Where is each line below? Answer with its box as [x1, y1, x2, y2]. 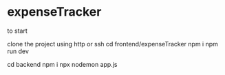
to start [7, 27, 28, 35]
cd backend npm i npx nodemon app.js [7, 60, 118, 68]
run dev [7, 47, 30, 55]
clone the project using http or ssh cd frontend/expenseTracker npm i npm [7, 40, 219, 48]
